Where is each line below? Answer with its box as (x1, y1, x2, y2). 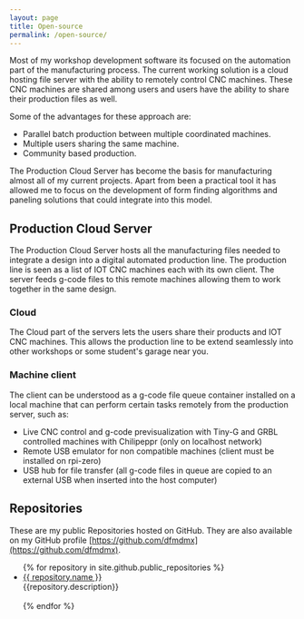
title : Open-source (9, 22, 83, 31)
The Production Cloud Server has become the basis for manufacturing (9, 165, 272, 177)
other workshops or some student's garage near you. (9, 346, 209, 357)
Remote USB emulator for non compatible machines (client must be (22, 446, 275, 457)
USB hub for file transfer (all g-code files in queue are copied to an (22, 465, 272, 476)
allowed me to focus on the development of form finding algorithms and (9, 185, 279, 196)
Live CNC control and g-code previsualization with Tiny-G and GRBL (22, 426, 279, 437)
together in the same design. (9, 283, 117, 295)
